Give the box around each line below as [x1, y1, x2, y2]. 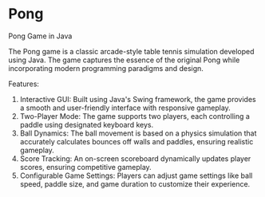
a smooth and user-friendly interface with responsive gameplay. [19, 103, 231, 112]
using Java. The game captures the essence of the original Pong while [8, 55, 240, 65]
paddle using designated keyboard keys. [19, 120, 154, 129]
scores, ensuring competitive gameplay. [19, 162, 152, 171]
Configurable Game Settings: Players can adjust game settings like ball [19, 171, 253, 180]
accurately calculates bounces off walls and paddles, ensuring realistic [19, 136, 254, 146]
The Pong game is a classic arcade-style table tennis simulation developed [8, 46, 255, 56]
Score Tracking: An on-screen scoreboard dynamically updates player [19, 153, 251, 164]
